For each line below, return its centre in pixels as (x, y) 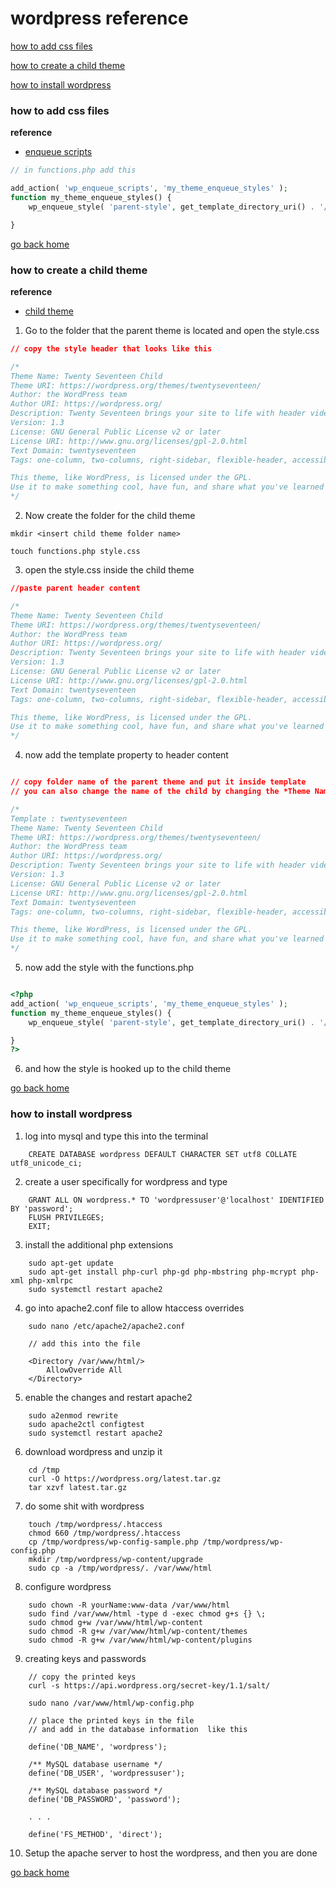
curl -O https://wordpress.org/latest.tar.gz (125, 1478)
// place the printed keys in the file (111, 1720)
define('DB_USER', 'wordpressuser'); (107, 1773)
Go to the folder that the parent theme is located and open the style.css (172, 330)
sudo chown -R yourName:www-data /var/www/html (129, 1605)
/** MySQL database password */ (95, 1790)
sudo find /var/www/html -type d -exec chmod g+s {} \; (147, 1613)
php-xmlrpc (51, 1280)
